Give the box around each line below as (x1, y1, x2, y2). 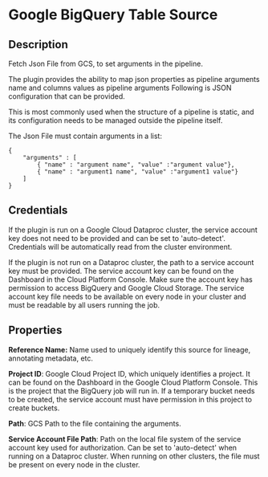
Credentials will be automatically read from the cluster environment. (8, 242, 233, 251)
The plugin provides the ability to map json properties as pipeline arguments (8, 75, 260, 84)
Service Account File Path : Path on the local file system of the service (8, 434, 242, 443)
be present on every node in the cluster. (8, 459, 140, 469)
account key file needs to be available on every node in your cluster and (8, 291, 246, 301)
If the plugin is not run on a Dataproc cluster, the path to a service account (8, 257, 254, 267)
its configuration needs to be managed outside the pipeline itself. (8, 116, 223, 125)
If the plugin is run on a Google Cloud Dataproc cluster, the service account (8, 225, 258, 234)
